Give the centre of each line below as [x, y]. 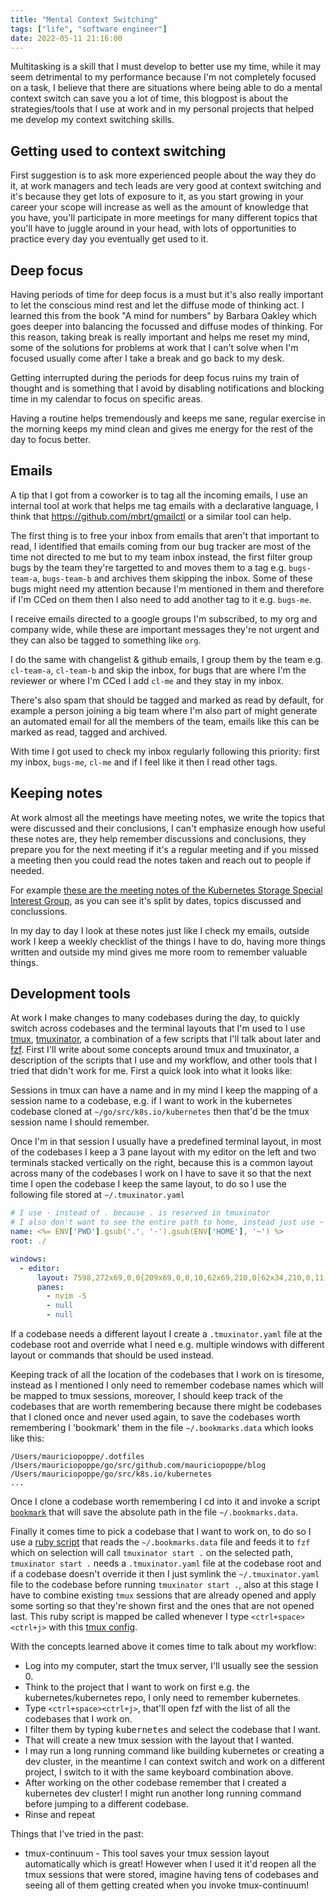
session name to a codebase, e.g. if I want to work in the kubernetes [151, 1101]
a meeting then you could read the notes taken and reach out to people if [161, 860]
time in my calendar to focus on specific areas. [106, 399]
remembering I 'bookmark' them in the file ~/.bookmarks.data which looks [162, 1428]
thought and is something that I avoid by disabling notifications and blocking [167, 388]
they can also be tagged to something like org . [106, 640]
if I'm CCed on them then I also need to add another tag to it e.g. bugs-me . [161, 599]
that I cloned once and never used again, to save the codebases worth [155, 1417]
